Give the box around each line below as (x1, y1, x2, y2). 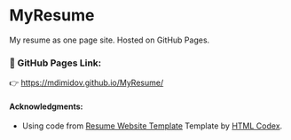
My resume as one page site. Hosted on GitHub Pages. (9, 35, 210, 45)
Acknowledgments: (9, 101, 83, 112)
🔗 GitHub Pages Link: (9, 57, 102, 69)
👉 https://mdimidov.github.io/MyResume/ (9, 77, 164, 89)
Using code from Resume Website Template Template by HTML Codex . (21, 121, 283, 131)
